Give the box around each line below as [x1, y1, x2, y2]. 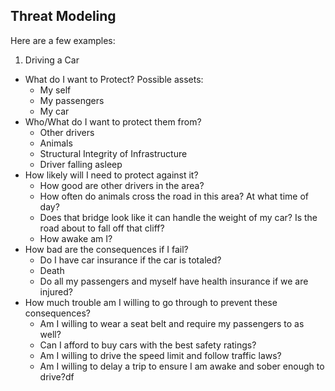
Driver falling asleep [39, 158, 123, 170]
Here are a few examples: [10, 34, 116, 46]
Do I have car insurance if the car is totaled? [39, 254, 222, 266]
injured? [39, 285, 73, 298]
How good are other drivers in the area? [39, 179, 205, 191]
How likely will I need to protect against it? [24, 169, 199, 181]
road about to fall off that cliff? [39, 222, 165, 234]
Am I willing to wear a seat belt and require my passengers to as [39, 317, 305, 329]
